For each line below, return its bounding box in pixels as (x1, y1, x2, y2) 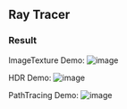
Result (8, 34, 38, 47)
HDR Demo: (8, 72, 52, 83)
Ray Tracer (8, 7, 71, 23)
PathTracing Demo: (8, 89, 80, 100)
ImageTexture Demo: (8, 54, 86, 66)
